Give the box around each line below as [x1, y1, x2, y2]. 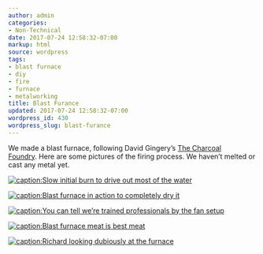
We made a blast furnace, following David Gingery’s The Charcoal [8, 143, 222, 152]
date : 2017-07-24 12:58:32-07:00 [8, 33, 118, 42]
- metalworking [8, 92, 58, 100]
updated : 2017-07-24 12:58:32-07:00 [8, 107, 128, 115]
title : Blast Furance [8, 99, 80, 107]
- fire [8, 77, 30, 85]
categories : [8, 19, 47, 27]
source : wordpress [8, 48, 69, 56]
